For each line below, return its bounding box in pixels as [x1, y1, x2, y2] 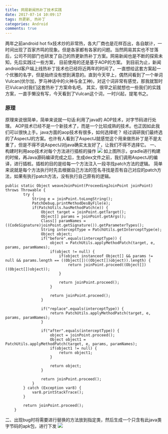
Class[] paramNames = [40, 219, 86, 224]
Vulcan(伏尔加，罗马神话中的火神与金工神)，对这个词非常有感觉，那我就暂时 [5, 78, 163, 84]
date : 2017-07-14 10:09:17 [5, 12, 61, 17]
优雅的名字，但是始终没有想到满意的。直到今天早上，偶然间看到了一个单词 [9, 72, 163, 78]
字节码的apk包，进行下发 [5, 423, 57, 429]
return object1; [58, 350, 93, 356]
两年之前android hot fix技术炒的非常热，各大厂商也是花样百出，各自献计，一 [5, 41, 162, 47]
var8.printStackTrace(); [31, 390, 84, 395]
